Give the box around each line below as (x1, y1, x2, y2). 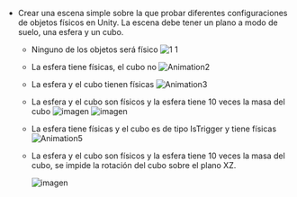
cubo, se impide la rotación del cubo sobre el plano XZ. (31, 160, 237, 170)
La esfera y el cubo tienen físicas (31, 79, 155, 89)
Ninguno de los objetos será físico (31, 44, 159, 55)
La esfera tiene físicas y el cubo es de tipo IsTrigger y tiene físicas (31, 123, 277, 134)
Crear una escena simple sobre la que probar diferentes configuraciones (17, 8, 288, 18)
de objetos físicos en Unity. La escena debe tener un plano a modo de (17, 17, 278, 28)
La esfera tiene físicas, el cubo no (31, 62, 157, 72)
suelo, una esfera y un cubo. (17, 27, 124, 37)
